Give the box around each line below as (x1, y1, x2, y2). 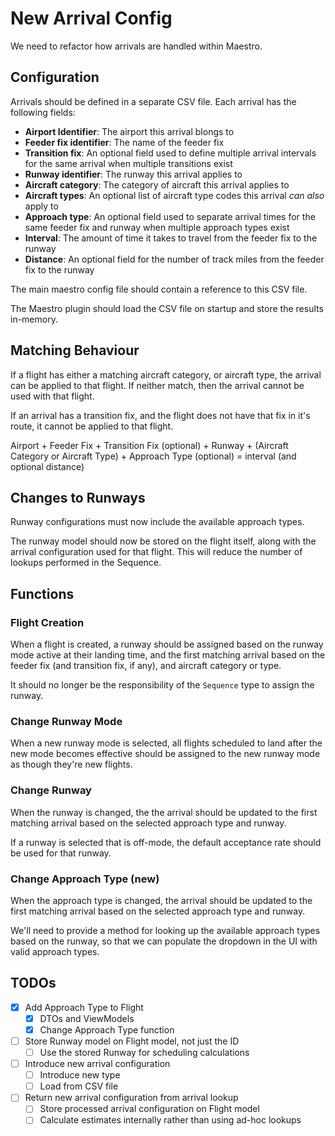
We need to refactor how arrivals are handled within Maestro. (10, 40, 263, 52)
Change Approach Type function (39, 1023, 175, 1036)
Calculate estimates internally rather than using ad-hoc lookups (39, 1114, 302, 1126)
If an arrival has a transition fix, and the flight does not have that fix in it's (10, 409, 311, 421)
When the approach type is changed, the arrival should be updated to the (10, 894, 313, 906)
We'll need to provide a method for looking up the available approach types (10, 924, 321, 936)
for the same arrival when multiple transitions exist (24, 157, 233, 169)
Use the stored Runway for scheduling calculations (39, 1047, 250, 1059)
